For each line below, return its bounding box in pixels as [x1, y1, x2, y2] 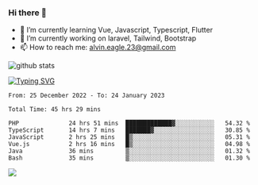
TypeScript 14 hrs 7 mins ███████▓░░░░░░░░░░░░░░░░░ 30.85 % [8, 126, 250, 134]
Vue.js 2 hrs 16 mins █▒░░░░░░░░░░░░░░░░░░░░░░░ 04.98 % [8, 141, 250, 148]
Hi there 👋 [8, 7, 48, 18]
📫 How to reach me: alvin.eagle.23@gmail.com [19, 43, 176, 52]
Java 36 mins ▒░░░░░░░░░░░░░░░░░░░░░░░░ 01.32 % [8, 147, 250, 156]
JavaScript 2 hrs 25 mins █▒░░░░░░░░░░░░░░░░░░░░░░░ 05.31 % [8, 133, 250, 141]
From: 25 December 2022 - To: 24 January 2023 [8, 91, 165, 100]
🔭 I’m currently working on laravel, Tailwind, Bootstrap [19, 33, 197, 43]
